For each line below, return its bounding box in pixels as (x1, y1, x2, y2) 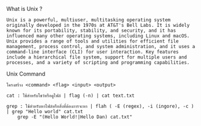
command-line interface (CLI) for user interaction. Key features (6, 49, 179, 55)
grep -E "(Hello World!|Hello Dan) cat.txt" (17, 114, 133, 120)
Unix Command (6, 70, 46, 77)
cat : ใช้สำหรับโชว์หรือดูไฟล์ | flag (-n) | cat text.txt (6, 93, 135, 99)
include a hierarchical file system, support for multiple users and (6, 54, 188, 60)
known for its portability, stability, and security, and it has (6, 27, 176, 33)
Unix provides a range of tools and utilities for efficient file (6, 38, 179, 44)
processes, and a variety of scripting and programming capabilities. (6, 60, 190, 66)
